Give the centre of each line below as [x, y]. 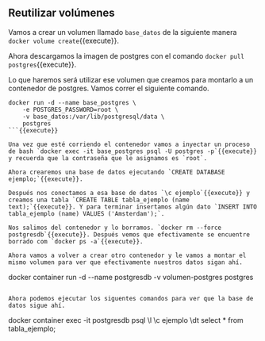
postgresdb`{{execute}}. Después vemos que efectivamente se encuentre [129, 234]
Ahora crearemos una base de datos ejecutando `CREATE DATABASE [117, 172]
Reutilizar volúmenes [61, 13]
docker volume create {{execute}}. [63, 40]
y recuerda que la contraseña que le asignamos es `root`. [108, 158]
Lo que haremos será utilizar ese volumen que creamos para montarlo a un [131, 79]
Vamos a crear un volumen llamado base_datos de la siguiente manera [123, 32]
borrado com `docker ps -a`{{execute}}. [76, 241]
